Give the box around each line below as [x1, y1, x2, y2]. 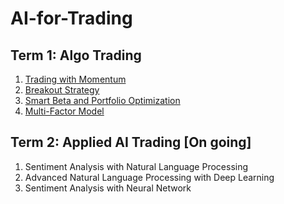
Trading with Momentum [24, 73, 127, 85]
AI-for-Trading [10, 7, 133, 30]
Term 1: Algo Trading [10, 47, 142, 64]
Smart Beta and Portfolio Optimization [24, 95, 181, 106]
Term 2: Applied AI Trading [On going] [10, 134, 252, 151]
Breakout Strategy [24, 84, 100, 96]
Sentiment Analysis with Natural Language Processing [24, 160, 249, 172]
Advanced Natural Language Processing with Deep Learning [24, 171, 275, 183]
